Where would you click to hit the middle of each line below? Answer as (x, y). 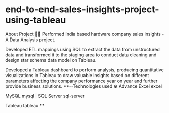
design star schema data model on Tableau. (51, 60)
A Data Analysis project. (30, 40)
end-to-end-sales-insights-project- (82, 9)
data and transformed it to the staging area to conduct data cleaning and (81, 55)
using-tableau (36, 20)
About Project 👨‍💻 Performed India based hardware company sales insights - (85, 34)
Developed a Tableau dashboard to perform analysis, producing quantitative (85, 70)
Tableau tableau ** (25, 105)
